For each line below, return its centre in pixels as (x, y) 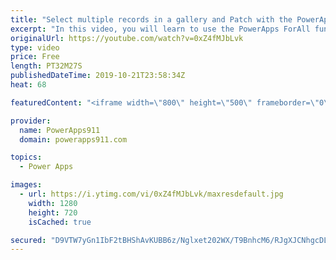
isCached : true (60, 222)
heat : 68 (28, 85)
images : (26, 185)
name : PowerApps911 (60, 130)
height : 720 (53, 212)
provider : (31, 121)
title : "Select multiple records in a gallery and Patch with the (151, 19)
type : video (35, 47)
